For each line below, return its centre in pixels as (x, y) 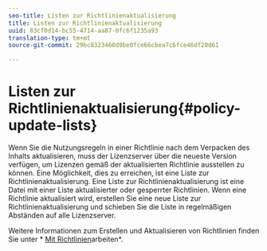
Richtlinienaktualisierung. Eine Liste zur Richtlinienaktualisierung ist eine (126, 182)
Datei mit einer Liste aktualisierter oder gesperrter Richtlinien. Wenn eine (128, 190)
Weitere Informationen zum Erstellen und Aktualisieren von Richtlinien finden (134, 231)
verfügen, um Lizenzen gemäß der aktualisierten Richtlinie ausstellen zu (126, 165)
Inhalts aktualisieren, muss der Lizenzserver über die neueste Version (123, 156)
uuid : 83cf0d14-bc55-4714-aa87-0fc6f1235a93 (83, 30)
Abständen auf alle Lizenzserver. (62, 215)
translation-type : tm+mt (49, 38)
